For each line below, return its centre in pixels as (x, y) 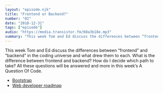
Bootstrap (22, 80)
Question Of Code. (24, 71)
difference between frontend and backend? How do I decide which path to (80, 61)
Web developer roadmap (37, 85)
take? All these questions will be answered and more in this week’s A (73, 65)
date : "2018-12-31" (25, 23)
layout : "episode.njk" (28, 9)
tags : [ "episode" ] (24, 28)
